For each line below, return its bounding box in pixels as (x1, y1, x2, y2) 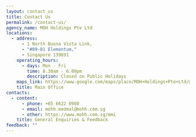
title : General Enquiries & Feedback (16, 117, 108, 123)
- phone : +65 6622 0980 (21, 100, 80, 107)
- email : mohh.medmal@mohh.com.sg (21, 106, 106, 112)
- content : (11, 95, 38, 101)
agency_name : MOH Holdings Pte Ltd (6, 24, 93, 31)
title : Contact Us (6, 14, 51, 20)
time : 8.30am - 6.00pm (27, 68, 82, 74)
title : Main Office (16, 85, 64, 90)
